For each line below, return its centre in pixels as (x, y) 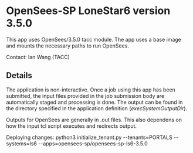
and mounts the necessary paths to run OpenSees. (67, 46)
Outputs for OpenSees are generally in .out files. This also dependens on (94, 120)
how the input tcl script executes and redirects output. (71, 126)
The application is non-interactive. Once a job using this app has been (91, 90)
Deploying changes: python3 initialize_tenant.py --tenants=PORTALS (89, 137)
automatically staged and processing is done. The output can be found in (94, 102)
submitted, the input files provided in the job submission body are (85, 96)
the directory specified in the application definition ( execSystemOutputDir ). (97, 108)
